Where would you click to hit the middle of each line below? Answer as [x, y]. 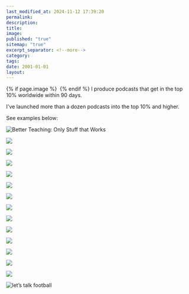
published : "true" [29, 39]
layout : [16, 72]
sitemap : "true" [26, 45]
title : [14, 28]
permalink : [19, 17]
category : [18, 56]
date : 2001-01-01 [27, 67]
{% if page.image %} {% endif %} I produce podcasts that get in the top [94, 89]
